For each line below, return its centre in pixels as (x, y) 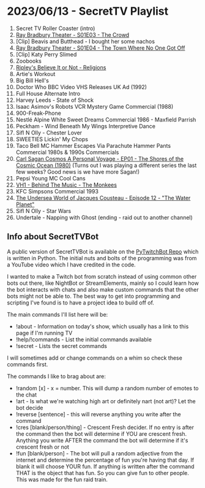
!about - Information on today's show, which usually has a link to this (102, 326)
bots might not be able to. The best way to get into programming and (94, 296)
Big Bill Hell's (32, 80)
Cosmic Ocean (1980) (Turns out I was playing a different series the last (106, 165)
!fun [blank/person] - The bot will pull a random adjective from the (99, 453)
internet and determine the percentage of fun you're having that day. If (105, 460)
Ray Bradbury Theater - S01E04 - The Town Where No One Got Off (100, 48)
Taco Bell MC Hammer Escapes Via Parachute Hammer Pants (93, 145)
